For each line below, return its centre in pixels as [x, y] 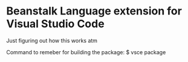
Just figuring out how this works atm [52, 40]
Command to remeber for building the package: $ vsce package [86, 52]
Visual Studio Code [55, 24]
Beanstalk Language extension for [94, 11]
